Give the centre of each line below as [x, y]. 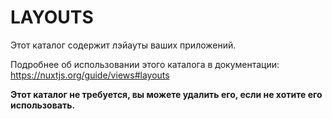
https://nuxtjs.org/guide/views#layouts [90, 75]
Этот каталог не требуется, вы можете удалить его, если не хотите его [166, 94]
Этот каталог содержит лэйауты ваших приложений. [123, 45]
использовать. [43, 105]
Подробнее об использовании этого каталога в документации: [145, 64]
